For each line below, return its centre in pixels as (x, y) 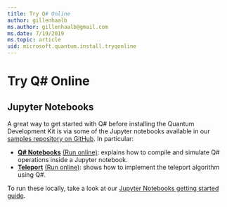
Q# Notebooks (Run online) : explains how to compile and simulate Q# (118, 152)
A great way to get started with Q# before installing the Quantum (101, 124)
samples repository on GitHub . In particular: (71, 139)
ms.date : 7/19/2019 (36, 33)
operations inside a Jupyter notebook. (72, 160)
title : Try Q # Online (39, 14)
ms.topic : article (34, 40)
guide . (17, 196)
